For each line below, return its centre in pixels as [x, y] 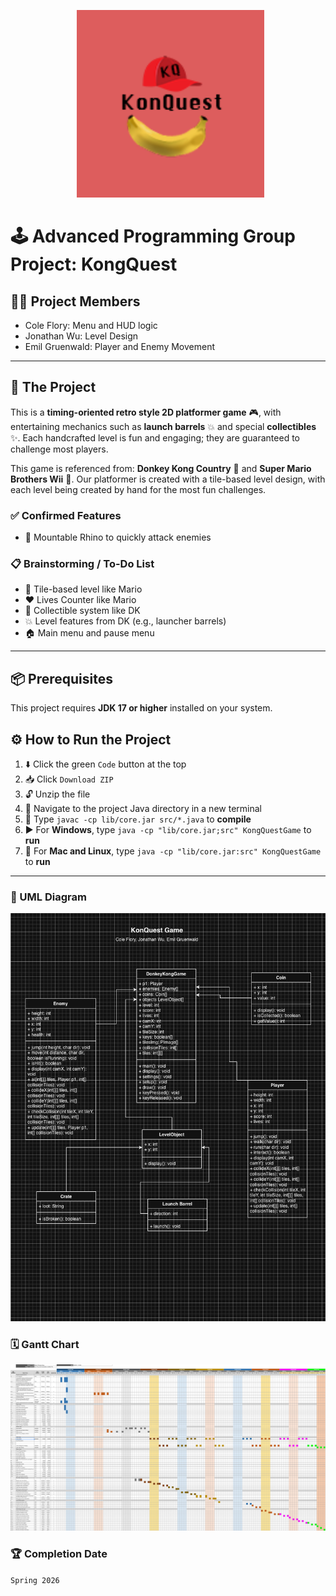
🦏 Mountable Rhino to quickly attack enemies [118, 537]
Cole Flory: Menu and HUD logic [91, 325]
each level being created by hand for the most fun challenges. [138, 489]
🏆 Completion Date [59, 1554]
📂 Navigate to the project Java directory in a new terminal [143, 809]
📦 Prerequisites [62, 678]
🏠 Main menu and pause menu [89, 633]
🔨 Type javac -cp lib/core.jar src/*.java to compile [138, 819]
